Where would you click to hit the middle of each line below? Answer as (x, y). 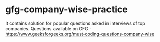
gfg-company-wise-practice (66, 9)
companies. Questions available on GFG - (48, 28)
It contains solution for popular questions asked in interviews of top (75, 23)
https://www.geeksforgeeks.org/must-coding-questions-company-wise (80, 34)
